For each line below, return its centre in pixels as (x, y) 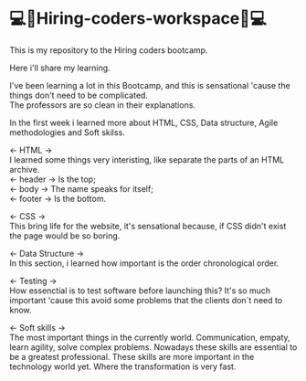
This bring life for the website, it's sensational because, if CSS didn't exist (148, 226)
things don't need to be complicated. (79, 95)
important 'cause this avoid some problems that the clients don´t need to (146, 300)
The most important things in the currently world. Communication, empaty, (150, 337)
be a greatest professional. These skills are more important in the (132, 356)
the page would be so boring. (65, 236)
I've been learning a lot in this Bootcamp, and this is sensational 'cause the (150, 85)
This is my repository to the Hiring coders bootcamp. (109, 50)
